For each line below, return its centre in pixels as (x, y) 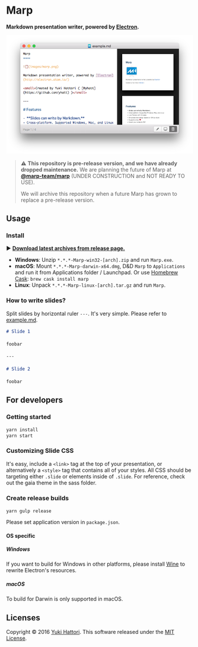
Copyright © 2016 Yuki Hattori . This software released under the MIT (90, 632)
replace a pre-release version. (58, 200)
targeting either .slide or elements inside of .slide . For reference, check (96, 476)
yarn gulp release (29, 511)
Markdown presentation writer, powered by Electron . (73, 27)
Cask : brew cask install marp (52, 279)
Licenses (23, 618)
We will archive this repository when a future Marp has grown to (99, 194)
